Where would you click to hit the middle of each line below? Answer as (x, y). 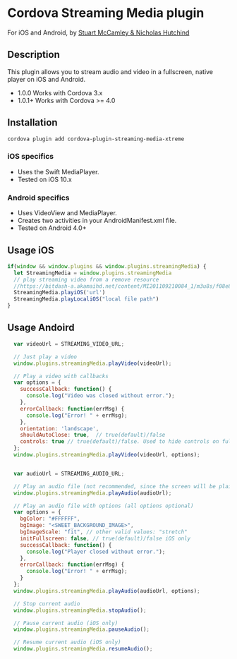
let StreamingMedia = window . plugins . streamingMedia (93, 273)
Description (34, 55)
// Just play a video (45, 357)
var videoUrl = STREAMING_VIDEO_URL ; (69, 344)
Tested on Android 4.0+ (52, 228)
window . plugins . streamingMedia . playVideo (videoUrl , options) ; (107, 455)
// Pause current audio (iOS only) (66, 623)
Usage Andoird (41, 328)
